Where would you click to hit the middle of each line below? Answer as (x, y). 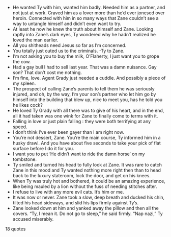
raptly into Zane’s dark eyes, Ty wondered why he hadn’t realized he (84, 34)
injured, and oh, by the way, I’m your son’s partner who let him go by (84, 94)
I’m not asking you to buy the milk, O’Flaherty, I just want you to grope (86, 56)
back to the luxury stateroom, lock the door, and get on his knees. (82, 175)
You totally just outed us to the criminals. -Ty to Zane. (68, 51)
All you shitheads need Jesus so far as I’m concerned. (69, 45)
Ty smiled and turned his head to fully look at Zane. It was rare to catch (87, 165)
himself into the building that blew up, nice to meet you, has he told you (88, 100)
